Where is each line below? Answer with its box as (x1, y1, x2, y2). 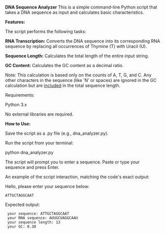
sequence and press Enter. (5, 164, 60, 170)
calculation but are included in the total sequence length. (5, 82, 121, 88)
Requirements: (5, 92, 34, 98)
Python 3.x (5, 102, 27, 108)
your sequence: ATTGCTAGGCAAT (7, 211, 69, 216)
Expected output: (5, 202, 40, 207)
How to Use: (5, 121, 31, 126)
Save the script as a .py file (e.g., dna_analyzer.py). (5, 130, 109, 136)
